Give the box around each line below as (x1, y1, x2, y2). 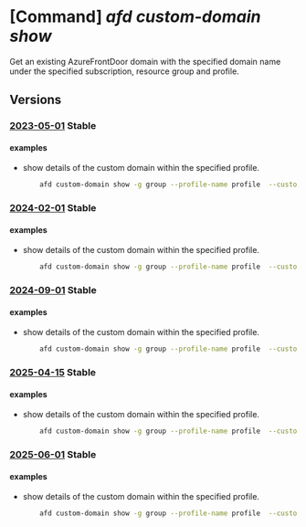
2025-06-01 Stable (9, 448, 97, 461)
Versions (9, 92, 62, 108)
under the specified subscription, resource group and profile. (9, 66, 239, 77)
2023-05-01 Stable (9, 120, 97, 132)
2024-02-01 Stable (9, 202, 97, 215)
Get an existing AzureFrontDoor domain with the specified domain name (9, 56, 281, 67)
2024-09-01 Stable (9, 284, 98, 297)
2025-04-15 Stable (9, 366, 97, 379)
